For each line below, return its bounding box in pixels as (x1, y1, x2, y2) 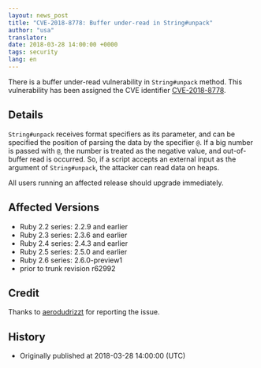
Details (8, 108, 43, 122)
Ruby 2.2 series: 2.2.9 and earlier (19, 221, 129, 231)
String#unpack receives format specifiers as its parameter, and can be (8, 129, 236, 139)
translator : (8, 33, 47, 42)
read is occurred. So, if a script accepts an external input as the (29, 154, 237, 164)
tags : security (8, 48, 58, 56)
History (8, 330, 46, 344)
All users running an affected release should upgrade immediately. (8, 178, 224, 188)
